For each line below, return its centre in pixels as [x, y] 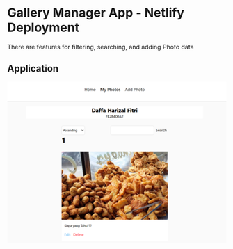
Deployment [43, 27]
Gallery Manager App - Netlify [96, 13]
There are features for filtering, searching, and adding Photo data [101, 47]
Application [33, 69]
